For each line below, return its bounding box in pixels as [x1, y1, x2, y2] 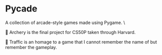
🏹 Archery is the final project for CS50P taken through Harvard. [5, 29, 136, 35]
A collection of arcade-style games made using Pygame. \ [5, 19, 125, 25]
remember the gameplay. [5, 44, 57, 50]
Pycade [5, 3, 38, 14]
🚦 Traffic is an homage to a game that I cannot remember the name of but [5, 38, 157, 45]
